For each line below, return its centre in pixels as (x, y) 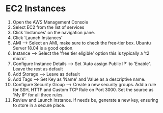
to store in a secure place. (39, 105)
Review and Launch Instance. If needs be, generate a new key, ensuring (85, 100)
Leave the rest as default (38, 68)
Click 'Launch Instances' (38, 38)
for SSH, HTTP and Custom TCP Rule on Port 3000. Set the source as (83, 90)
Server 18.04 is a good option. (43, 48)
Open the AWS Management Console (50, 22)
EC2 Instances (36, 9)
